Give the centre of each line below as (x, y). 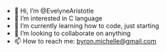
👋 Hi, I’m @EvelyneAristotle (54, 11)
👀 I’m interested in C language (58, 18)
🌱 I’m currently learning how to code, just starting (87, 26)
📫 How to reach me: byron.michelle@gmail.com (85, 41)
